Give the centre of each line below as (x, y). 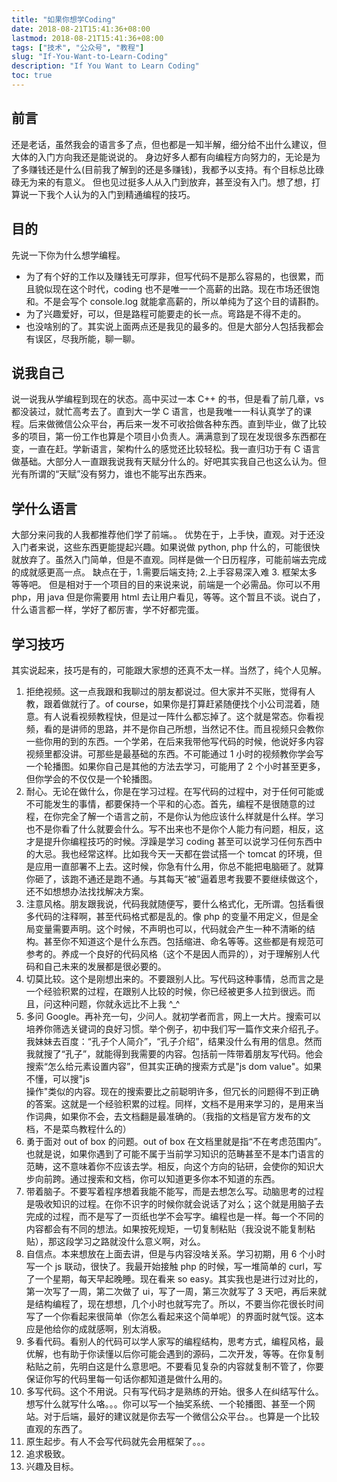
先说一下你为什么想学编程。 (68, 255)
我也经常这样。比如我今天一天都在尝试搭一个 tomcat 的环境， (187, 853)
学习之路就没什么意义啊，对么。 (140, 1241)
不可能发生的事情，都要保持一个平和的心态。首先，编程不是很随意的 (166, 803)
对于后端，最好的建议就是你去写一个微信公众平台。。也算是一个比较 (181, 1416)
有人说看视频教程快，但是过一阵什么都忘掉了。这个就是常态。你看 (179, 716)
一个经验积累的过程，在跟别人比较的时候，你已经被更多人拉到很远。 (166, 991)
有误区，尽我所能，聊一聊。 (83, 338)
